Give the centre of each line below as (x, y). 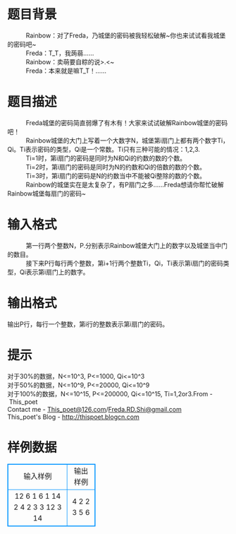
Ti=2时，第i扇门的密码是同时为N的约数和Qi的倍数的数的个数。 (116, 167)
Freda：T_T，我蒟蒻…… (60, 53)
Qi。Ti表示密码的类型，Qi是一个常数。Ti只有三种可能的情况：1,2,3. (104, 149)
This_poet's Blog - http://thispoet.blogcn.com (73, 417)
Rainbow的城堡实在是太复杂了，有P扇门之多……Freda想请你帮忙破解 (125, 184)
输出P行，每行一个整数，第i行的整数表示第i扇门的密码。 (88, 324)
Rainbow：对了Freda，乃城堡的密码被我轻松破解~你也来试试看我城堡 (126, 35)
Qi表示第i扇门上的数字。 (54, 272)
